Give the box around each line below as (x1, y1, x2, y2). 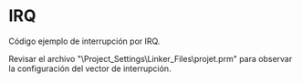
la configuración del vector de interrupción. (8, 63, 172, 74)
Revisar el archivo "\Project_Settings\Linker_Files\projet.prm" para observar (8, 53, 293, 64)
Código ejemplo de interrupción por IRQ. (8, 36, 161, 47)
